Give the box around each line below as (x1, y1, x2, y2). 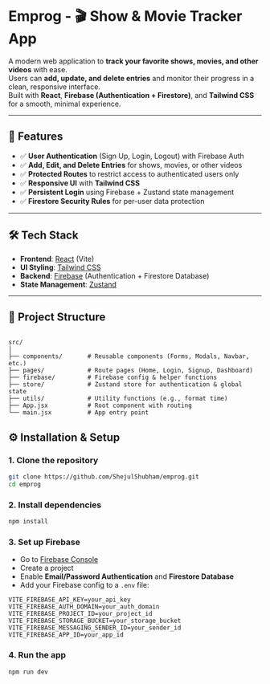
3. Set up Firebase (8, 536, 80, 548)
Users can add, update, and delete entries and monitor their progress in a (8, 73, 255, 83)
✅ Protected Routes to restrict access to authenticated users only (19, 169, 239, 178)
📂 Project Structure (8, 310, 106, 324)
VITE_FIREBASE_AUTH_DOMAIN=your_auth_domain (8, 603, 160, 611)
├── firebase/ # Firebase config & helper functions (8, 373, 218, 382)
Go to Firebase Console (19, 555, 99, 564)
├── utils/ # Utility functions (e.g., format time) (8, 395, 228, 403)
